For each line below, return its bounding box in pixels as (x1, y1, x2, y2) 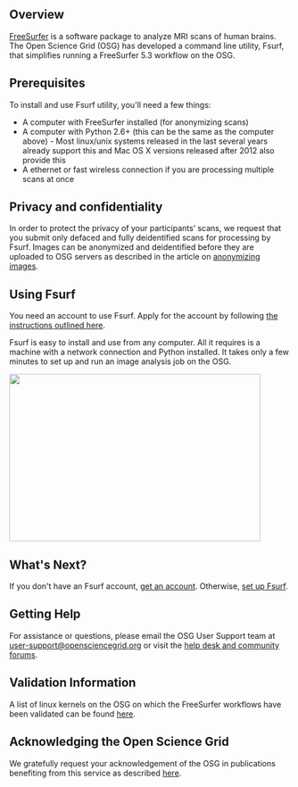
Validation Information (9, 675, 137, 691)
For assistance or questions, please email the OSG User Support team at (9, 630, 276, 641)
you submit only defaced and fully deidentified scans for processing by (9, 232, 271, 244)
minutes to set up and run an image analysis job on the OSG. (9, 356, 232, 367)
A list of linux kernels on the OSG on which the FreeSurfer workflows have (9, 699, 282, 709)
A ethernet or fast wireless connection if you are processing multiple (21, 164, 275, 175)
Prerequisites (9, 76, 86, 91)
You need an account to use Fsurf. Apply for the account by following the (9, 311, 278, 321)
